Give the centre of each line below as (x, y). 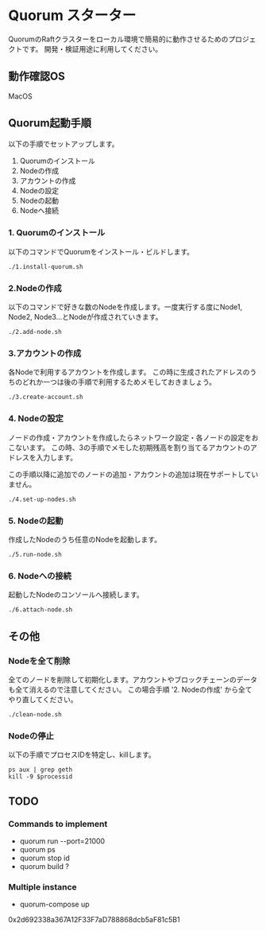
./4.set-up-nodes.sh (42, 499)
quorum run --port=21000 (62, 841)
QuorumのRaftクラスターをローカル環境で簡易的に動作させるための (118, 39)
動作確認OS (37, 77)
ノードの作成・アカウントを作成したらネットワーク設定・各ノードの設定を (130, 437)
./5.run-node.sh (35, 555)
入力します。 (56, 457)
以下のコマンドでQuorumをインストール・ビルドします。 (101, 251)
